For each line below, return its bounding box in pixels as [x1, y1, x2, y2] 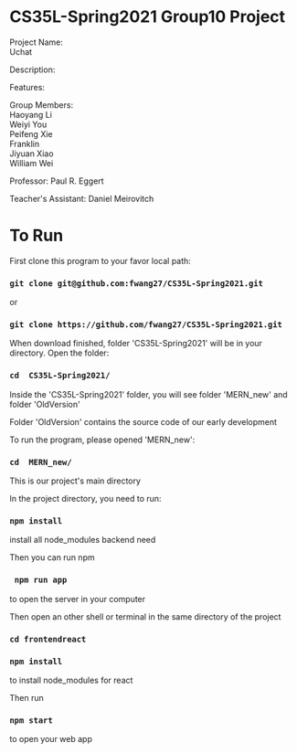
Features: [9, 81, 46, 92]
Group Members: [9, 99, 74, 111]
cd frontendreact [9, 633, 87, 644]
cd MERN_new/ [9, 457, 72, 467]
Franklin [9, 138, 39, 149]
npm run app [14, 575, 68, 586]
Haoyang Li [9, 109, 53, 120]
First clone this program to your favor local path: [9, 255, 192, 266]
